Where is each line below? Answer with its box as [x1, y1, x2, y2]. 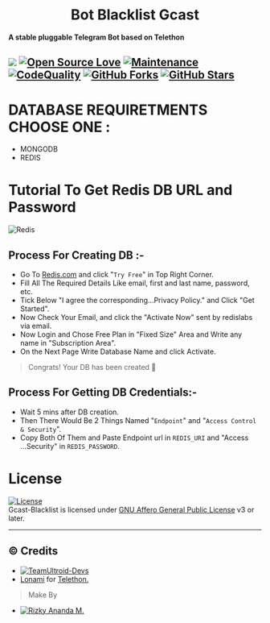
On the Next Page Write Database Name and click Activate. [19, 347, 216, 356]
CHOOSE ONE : [8, 118, 111, 136]
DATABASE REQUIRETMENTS [8, 101, 208, 118]
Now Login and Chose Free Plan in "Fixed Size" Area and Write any [19, 330, 243, 339]
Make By [27, 590, 58, 600]
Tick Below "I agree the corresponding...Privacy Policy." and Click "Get [19, 296, 255, 305]
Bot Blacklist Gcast [71, 6, 199, 24]
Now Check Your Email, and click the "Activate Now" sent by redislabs [19, 313, 253, 322]
